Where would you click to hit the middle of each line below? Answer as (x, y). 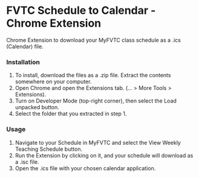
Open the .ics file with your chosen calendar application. (85, 168)
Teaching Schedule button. (49, 149)
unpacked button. (37, 107)
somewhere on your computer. (53, 81)
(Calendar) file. (25, 46)
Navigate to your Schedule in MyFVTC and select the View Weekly (98, 142)
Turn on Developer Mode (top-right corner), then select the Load (96, 101)
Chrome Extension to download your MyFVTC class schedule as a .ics (94, 40)
